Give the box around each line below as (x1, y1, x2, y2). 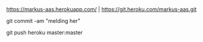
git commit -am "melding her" (6, 17, 81, 24)
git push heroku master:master (6, 29, 83, 36)
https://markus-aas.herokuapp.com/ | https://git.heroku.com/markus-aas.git (6, 6, 197, 13)
